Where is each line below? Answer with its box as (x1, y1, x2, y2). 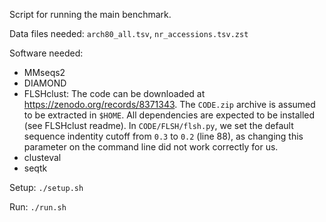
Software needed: (9, 47, 84, 59)
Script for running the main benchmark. (9, 9, 172, 20)
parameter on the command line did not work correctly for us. (23, 141, 279, 153)
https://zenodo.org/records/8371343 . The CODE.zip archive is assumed (23, 99, 316, 110)
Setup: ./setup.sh (9, 182, 84, 193)
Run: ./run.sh (9, 201, 67, 213)
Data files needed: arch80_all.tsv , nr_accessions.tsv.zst (9, 28, 249, 39)
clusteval (23, 152, 62, 163)
